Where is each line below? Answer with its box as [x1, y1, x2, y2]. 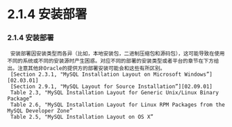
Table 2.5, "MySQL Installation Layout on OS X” [10, 114, 154, 121]
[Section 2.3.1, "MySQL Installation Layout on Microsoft [10, 71, 182, 78]
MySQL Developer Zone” [7, 108, 73, 115]
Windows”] [184, 71, 213, 78]
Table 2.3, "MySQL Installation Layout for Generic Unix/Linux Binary [10, 90, 219, 96]
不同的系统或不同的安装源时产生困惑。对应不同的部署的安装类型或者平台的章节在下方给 [7, 58, 219, 65]
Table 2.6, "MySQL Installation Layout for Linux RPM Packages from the [10, 101, 226, 108]
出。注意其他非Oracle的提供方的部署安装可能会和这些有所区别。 [7, 65, 166, 72]
